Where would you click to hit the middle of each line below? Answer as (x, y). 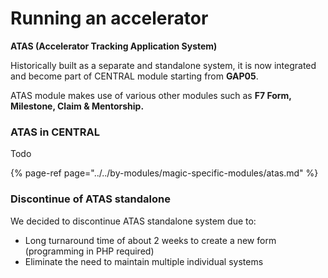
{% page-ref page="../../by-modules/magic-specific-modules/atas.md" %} (164, 173)
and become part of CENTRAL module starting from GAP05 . (134, 76)
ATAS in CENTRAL (55, 132)
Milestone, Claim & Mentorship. (77, 106)
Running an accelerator (109, 18)
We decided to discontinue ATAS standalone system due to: (133, 221)
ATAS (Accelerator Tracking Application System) (114, 46)
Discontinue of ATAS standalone (90, 199)
